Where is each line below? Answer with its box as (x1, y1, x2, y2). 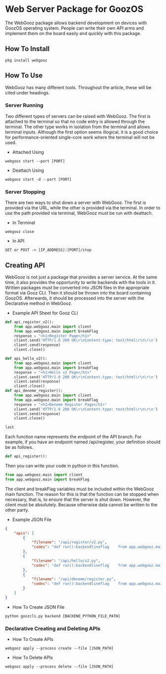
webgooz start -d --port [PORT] (5, 177, 72, 182)
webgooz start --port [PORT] (5, 158, 65, 164)
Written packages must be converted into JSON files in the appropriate (5, 285, 150, 290)
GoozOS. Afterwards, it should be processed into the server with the (5, 295, 144, 301)
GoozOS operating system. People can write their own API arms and (5, 25, 144, 31)
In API (12, 238, 25, 244)
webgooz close (5, 229, 35, 235)
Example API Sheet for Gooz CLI (12, 310, 78, 316)
